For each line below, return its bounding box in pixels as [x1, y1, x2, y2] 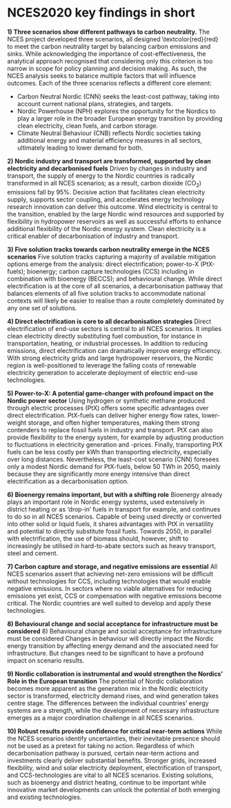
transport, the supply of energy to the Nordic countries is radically [7, 171, 195, 180]
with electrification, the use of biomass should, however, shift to [7, 534, 189, 543]
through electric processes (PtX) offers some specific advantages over [7, 403, 209, 412]
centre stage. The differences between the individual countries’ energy [7, 698, 209, 707]
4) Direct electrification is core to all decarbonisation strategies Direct [7, 317, 212, 325]
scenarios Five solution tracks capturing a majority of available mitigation [7, 252, 216, 261]
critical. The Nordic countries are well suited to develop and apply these [7, 598, 212, 607]
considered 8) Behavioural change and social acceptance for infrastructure [7, 627, 222, 635]
